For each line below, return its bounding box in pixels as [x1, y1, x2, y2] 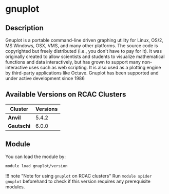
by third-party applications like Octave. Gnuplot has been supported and [5, 70, 159, 76]
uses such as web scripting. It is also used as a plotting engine [29, 65, 161, 70]
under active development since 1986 [5, 75, 85, 81]
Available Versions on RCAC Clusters [5, 90, 126, 99]
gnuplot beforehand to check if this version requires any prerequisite [5, 178, 151, 184]
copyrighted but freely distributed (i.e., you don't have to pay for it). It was [5, 48, 162, 54]
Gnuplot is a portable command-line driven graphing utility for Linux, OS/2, [5, 37, 163, 43]
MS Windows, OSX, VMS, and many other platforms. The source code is [5, 43, 158, 49]
